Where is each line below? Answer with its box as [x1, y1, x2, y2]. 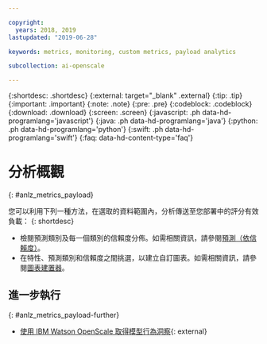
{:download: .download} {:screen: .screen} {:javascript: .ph [8, 108, 201, 118]
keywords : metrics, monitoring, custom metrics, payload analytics [8, 48, 237, 56]
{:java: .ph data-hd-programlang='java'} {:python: [95, 116, 258, 126]
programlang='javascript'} [8, 116, 94, 126]
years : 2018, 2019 [15, 25, 77, 34]
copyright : [8, 18, 44, 26]
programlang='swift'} [8, 133, 78, 143]
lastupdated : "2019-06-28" [8, 33, 98, 41]
